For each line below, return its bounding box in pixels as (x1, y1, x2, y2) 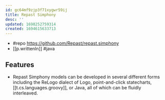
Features (5, 60, 34, 69)
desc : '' (5, 17, 24, 22)
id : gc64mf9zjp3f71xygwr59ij (5, 7, 68, 13)
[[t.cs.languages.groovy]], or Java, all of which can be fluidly (12, 84, 141, 90)
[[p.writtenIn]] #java (12, 46, 55, 52)
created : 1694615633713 (5, 26, 56, 31)
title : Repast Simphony (5, 12, 56, 17)
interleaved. (12, 90, 38, 96)
